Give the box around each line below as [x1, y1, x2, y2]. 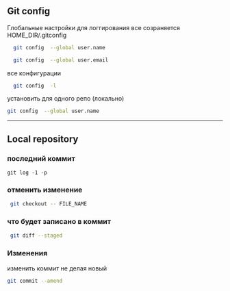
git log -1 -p [7, 169, 48, 176]
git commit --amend [7, 277, 63, 284]
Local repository [7, 133, 79, 144]
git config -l [13, 82, 57, 89]
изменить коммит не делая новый [7, 264, 107, 273]
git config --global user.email [13, 56, 109, 64]
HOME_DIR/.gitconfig [7, 31, 67, 39]
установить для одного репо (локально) [7, 94, 125, 103]
